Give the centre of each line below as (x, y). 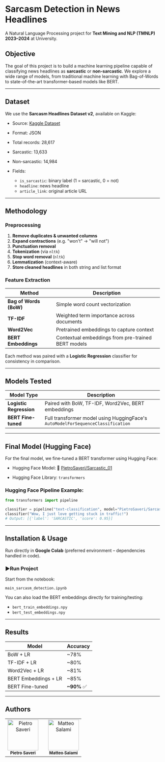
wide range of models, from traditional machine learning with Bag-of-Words (82, 76)
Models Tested (28, 381)
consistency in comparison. (33, 361)
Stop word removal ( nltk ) (39, 257)
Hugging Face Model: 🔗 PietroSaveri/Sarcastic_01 (62, 468)
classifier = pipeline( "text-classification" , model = (61, 509)
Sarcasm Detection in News (63, 9)
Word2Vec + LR (26, 670)
